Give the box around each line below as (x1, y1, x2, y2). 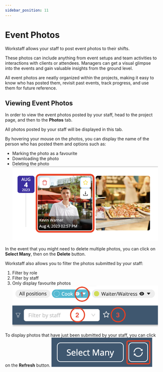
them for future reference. (5, 85, 57, 91)
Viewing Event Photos (5, 99, 73, 107)
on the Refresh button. (5, 362, 51, 368)
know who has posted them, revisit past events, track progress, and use (5, 80, 149, 86)
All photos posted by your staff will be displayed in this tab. (5, 126, 123, 132)
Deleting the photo (12, 161, 49, 167)
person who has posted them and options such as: (5, 141, 106, 147)
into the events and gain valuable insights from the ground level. (5, 65, 133, 71)
